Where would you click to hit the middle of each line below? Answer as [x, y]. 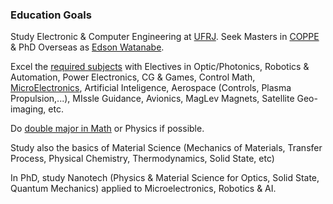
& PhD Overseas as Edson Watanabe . [87, 47]
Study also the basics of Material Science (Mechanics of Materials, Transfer [166, 148]
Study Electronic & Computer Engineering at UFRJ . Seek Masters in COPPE [165, 37]
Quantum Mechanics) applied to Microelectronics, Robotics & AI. [143, 189]
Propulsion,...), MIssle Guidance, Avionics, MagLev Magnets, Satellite [152, 99]
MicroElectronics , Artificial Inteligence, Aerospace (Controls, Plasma [151, 88]
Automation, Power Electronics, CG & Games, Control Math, [133, 77]
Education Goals [51, 15]
